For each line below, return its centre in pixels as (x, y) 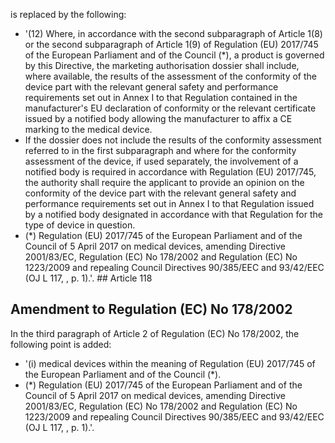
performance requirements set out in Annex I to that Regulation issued (169, 203)
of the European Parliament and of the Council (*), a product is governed (174, 55)
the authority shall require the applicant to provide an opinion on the (164, 182)
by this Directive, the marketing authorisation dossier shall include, (162, 65)
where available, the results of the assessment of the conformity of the (170, 76)
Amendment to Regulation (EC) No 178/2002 (151, 309)
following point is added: (61, 344)
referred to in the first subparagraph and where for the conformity (160, 150)
